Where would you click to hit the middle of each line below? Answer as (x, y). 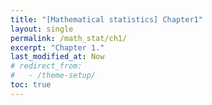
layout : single (42, 29)
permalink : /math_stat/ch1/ (69, 38)
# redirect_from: (46, 66)
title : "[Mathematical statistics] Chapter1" (106, 19)
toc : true (31, 85)
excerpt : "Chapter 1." (57, 47)
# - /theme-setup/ (53, 76)
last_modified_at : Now (57, 57)
